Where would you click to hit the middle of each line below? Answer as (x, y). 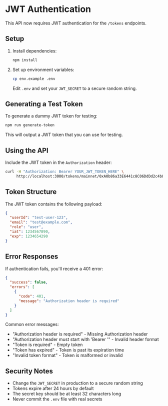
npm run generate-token (30, 125)
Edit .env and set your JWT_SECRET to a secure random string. (74, 88)
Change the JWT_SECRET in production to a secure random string (78, 383)
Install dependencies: (34, 50)
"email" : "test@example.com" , (41, 222)
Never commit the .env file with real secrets (57, 399)
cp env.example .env (34, 78)
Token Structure (31, 192)
